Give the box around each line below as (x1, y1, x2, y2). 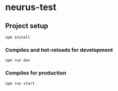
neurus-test (5, 2, 56, 13)
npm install (5, 35, 30, 40)
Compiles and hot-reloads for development (5, 46, 113, 53)
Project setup (5, 22, 49, 30)
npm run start (5, 81, 35, 86)
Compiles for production (5, 69, 67, 76)
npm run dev (5, 58, 30, 63)
